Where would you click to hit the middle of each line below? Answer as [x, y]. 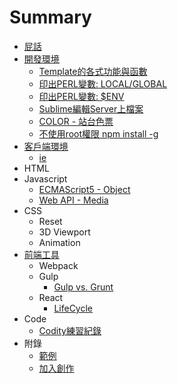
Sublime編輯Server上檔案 [91, 108]
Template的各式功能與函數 [93, 71]
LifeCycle [73, 308]
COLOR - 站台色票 [76, 121]
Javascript [45, 178]
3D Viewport [64, 232]
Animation [59, 242]
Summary [50, 17]
